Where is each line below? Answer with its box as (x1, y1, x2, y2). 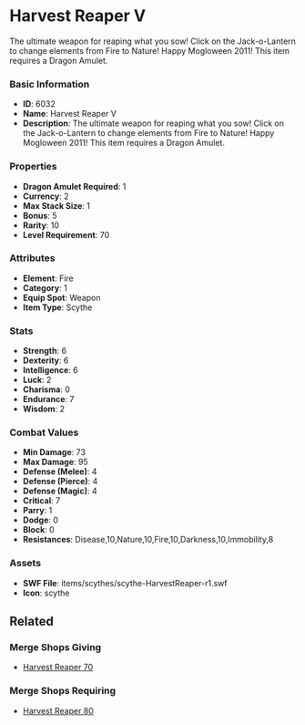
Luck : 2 (22, 375, 52, 386)
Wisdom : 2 (22, 403, 66, 415)
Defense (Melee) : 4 (22, 466, 97, 477)
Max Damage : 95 (22, 457, 88, 468)
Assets (9, 557, 42, 570)
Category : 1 (22, 282, 68, 293)
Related (9, 614, 55, 629)
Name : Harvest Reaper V (22, 109, 117, 119)
